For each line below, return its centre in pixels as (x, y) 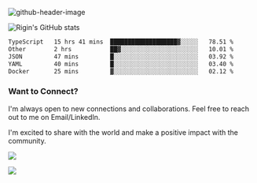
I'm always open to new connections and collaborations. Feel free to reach (129, 108)
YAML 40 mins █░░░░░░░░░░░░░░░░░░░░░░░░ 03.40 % (121, 64)
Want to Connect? (43, 91)
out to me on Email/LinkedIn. (54, 117)
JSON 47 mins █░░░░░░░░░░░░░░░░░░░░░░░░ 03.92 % (121, 56)
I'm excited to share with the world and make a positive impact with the (123, 132)
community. (27, 140)
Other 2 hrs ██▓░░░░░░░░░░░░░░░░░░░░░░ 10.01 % (121, 49)
